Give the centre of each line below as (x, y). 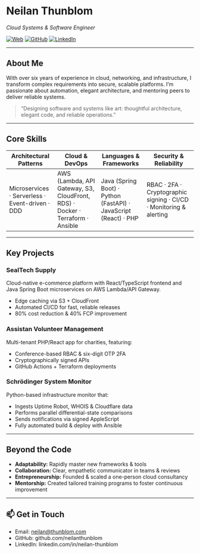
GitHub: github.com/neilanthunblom (59, 538)
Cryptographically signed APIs (52, 360)
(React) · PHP (120, 218)
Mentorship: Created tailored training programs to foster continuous (99, 483)
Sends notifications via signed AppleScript (67, 419)
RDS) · (66, 203)
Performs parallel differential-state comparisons (74, 412)
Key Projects (30, 253)
